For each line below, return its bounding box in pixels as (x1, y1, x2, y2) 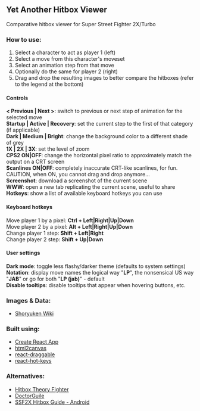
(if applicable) (6, 126, 40, 133)
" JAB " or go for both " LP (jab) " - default (6, 275, 105, 282)
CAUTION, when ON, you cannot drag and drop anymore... (6, 171, 150, 178)
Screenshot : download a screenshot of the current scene (6, 177, 148, 184)
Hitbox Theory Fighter (14, 385, 69, 393)
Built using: (6, 325, 40, 333)
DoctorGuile (14, 392, 45, 399)
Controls (6, 94, 29, 101)
